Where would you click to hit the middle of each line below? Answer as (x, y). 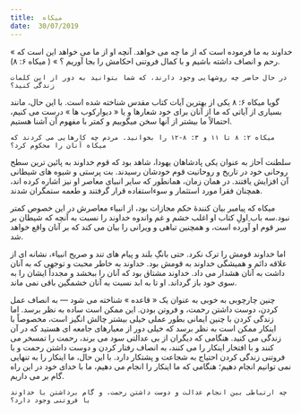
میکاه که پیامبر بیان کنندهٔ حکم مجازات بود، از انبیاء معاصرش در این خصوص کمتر (143, 208)
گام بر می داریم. (38, 375)
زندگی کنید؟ (32, 85)
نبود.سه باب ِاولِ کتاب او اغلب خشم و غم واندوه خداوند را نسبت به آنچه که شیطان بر (150, 217)
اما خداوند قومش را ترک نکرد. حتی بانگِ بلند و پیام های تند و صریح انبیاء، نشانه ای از (148, 254)
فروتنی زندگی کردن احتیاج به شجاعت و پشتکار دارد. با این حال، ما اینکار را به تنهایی (148, 357)
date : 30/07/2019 (44, 26)
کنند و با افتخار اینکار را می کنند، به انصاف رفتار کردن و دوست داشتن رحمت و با (142, 347)
